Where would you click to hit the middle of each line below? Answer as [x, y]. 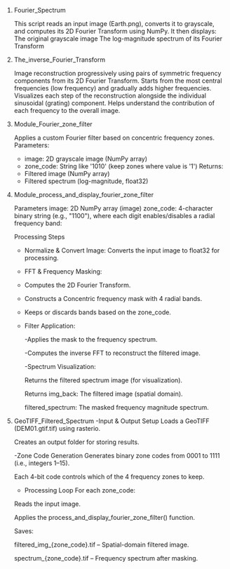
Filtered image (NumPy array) [67, 174]
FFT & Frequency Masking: [63, 272]
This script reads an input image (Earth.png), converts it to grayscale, [114, 24]
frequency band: [38, 223]
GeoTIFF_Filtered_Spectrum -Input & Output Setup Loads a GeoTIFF [111, 421]
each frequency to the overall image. [67, 111]
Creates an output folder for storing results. [76, 442]
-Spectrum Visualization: [60, 367]
